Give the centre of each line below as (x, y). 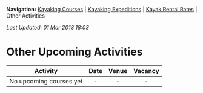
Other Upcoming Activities (75, 52)
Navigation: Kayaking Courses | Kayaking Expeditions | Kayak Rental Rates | (102, 9)
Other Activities (26, 16)
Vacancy (146, 71)
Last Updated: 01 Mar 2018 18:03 (48, 27)
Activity (46, 71)
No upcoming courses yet (46, 81)
